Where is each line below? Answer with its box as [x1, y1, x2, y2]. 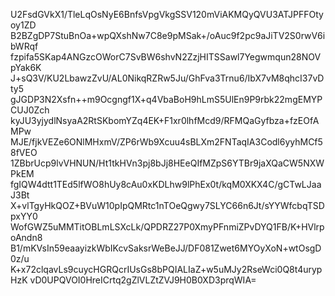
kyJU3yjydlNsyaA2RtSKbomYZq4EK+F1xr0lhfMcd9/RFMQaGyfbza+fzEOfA [10, 115, 320, 126]
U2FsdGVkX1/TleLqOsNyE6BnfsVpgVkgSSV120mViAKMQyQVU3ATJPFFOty [10, 9, 324, 20]
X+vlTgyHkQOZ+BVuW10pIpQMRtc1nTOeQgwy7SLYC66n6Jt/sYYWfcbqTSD [10, 200, 325, 211]
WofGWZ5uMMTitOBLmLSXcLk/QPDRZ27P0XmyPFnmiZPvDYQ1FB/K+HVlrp [10, 221, 325, 233]
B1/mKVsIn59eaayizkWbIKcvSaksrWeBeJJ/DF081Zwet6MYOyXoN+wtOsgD [10, 242, 322, 254]
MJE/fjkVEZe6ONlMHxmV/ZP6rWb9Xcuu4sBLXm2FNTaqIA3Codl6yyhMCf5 [10, 136, 323, 148]
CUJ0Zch [10, 104, 50, 116]
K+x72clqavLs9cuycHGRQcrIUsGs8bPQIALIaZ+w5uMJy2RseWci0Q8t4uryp [10, 264, 323, 275]
